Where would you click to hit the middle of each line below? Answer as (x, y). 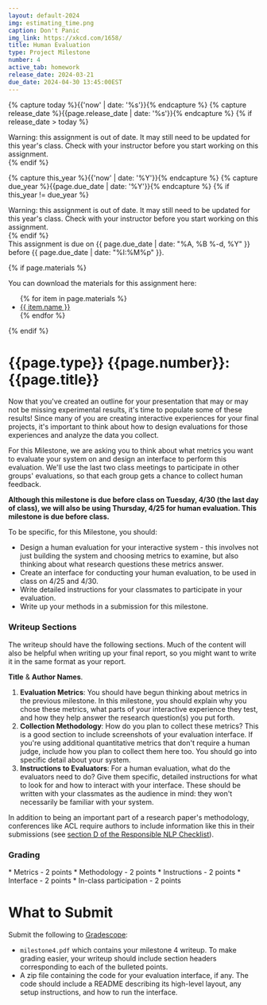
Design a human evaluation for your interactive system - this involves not (139, 547)
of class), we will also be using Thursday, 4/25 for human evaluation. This (132, 508)
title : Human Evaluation (49, 45)
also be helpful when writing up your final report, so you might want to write (132, 653)
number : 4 (25, 60)
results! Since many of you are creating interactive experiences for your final (133, 419)
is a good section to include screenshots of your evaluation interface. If (136, 734)
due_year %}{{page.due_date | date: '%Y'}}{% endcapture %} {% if (119, 186)
